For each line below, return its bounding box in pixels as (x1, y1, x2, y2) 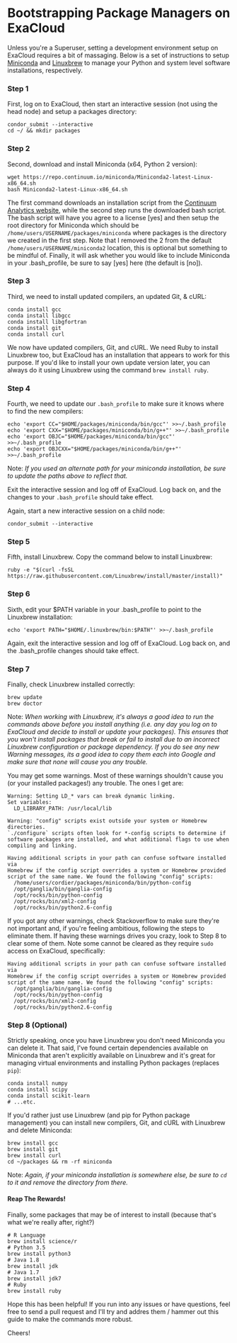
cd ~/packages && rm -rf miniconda (7, 1158, 112, 1166)
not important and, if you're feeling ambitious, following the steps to (7, 924, 205, 933)
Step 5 (7, 537, 30, 547)
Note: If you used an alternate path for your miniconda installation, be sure (7, 464, 226, 472)
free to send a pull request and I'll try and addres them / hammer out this (7, 1307, 219, 1315)
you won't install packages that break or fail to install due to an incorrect (7, 735, 220, 744)
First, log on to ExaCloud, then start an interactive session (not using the (7, 100, 218, 108)
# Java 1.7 (7, 1269, 40, 1276)
